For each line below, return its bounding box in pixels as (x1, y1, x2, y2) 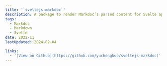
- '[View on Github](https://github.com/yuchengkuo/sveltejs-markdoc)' (9, 53, 162, 58)
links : (5, 48, 19, 54)
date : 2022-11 (5, 35, 35, 40)
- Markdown (9, 26, 32, 31)
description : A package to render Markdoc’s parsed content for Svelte (5, 12, 157, 17)
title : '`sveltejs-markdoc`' (5, 7, 66, 12)
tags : (5, 16, 16, 21)
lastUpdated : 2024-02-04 (5, 40, 57, 45)
